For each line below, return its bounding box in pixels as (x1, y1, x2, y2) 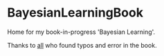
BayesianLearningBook (7, 5, 144, 21)
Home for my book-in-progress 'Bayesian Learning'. (7, 28, 156, 36)
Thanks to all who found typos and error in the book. (7, 41, 157, 49)
